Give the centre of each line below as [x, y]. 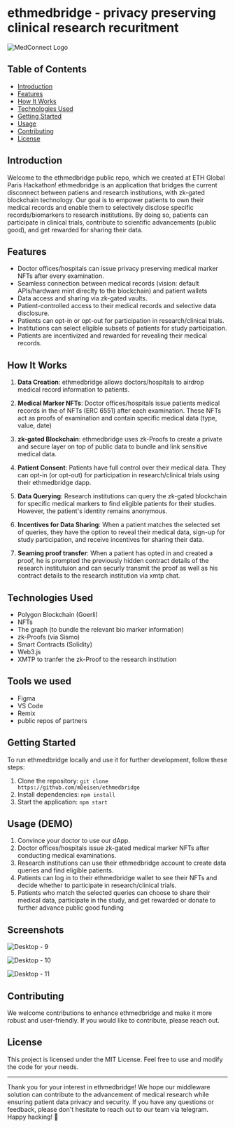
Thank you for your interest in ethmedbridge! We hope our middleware [109, 1087]
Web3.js [29, 652]
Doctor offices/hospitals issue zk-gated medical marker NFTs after [113, 848]
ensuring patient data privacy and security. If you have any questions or [111, 1102]
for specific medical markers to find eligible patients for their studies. [117, 504]
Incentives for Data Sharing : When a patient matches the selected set [119, 525]
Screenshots [36, 930]
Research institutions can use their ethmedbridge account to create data [122, 863]
